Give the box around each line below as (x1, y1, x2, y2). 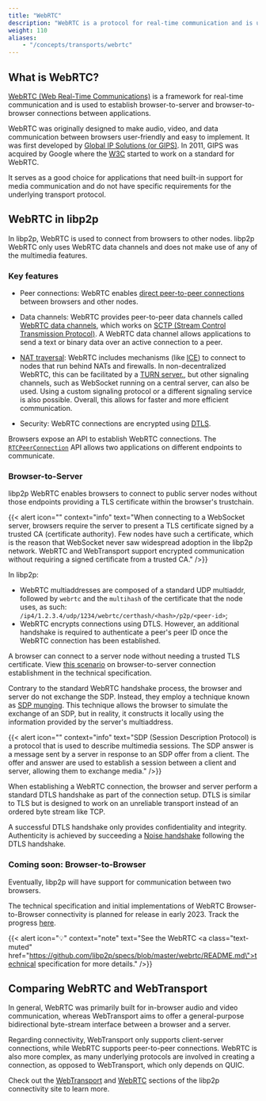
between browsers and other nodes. (19, 297, 139, 306)
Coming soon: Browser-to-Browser (8, 859, 146, 870)
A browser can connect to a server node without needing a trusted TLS (8, 651, 240, 661)
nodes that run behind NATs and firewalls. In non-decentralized (19, 362, 226, 371)
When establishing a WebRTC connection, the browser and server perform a (8, 782, 258, 792)
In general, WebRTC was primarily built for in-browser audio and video (8, 1003, 238, 1012)
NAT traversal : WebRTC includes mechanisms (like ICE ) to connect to (19, 353, 246, 363)
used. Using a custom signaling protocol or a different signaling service (19, 386, 253, 397)
